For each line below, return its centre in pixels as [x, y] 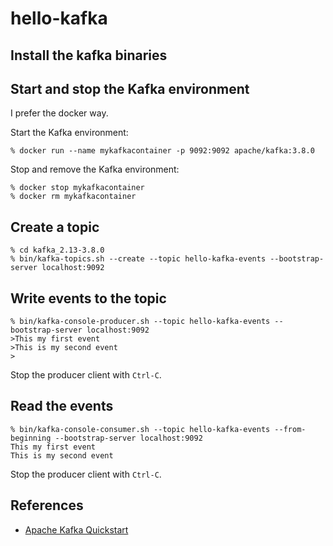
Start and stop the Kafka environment [130, 88]
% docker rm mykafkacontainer [73, 197]
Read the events [62, 406]
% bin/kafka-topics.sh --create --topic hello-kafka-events [138, 259]
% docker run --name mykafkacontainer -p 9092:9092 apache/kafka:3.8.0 [162, 151]
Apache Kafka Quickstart [76, 529]
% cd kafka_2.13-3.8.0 [57, 250]
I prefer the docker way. [59, 113]
